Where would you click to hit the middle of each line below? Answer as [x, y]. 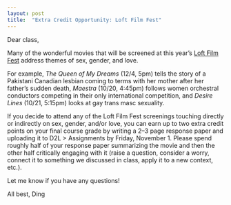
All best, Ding [26, 194]
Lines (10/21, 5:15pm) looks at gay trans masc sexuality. [86, 102]
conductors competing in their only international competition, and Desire [110, 95]
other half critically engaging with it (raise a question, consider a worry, [108, 153]
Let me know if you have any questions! [63, 180]
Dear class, [23, 39]
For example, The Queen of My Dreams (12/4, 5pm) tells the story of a [107, 74]
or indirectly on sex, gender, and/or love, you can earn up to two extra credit [115, 123]
